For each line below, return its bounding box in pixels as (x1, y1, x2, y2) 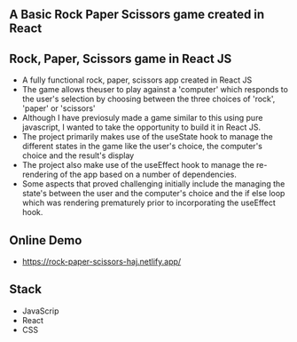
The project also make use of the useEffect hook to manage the (21, 160, 254, 171)
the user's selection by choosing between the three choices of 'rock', (21, 93, 276, 105)
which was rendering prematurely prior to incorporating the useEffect (21, 197, 277, 208)
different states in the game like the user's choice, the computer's (21, 141, 263, 152)
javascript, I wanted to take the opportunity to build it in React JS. (21, 122, 262, 132)
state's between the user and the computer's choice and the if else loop (21, 188, 285, 199)
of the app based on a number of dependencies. (59, 169, 238, 180)
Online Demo (9, 233, 82, 248)
